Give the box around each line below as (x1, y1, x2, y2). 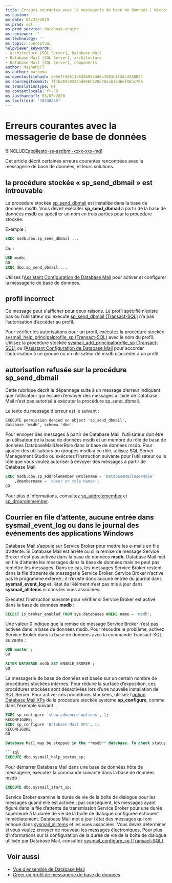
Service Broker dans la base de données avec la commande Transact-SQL (5, 632, 162, 638)
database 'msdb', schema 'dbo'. (5, 423, 74, 428)
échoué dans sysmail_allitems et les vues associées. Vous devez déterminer (5, 821, 166, 827)
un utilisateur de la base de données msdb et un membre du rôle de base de (5, 437, 166, 443)
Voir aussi (7, 852, 39, 861)
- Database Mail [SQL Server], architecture (5, 55, 102, 61)
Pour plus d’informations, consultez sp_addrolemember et (5, 493, 127, 499)
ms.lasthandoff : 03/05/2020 (5, 93, 66, 98)
